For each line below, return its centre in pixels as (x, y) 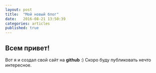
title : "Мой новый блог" (32, 14)
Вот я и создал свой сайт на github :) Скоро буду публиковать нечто (78, 60)
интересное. (18, 65)
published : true (22, 28)
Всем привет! (27, 48)
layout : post (19, 10)
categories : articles (28, 23)
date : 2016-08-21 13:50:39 (35, 19)
